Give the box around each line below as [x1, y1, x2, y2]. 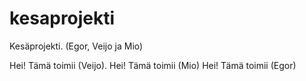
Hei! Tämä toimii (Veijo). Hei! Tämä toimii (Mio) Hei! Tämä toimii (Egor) [9, 59, 297, 71]
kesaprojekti [9, 7, 116, 30]
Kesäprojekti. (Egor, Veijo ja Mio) [9, 40, 144, 52]
